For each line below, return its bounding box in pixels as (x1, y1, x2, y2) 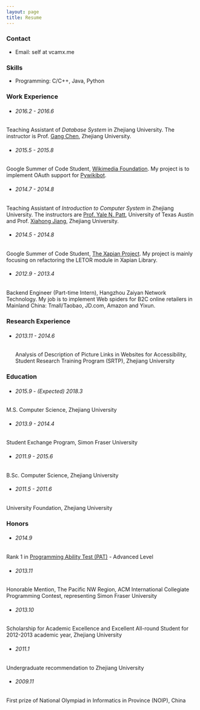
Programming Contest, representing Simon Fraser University (6, 592, 158, 600)
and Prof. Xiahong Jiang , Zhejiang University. (6, 217, 119, 224)
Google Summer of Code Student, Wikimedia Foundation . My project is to (6, 165, 190, 173)
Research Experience (6, 316, 71, 325)
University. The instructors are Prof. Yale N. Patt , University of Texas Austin (6, 210, 194, 218)
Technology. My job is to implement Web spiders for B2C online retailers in (6, 295, 193, 303)
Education (6, 372, 38, 381)
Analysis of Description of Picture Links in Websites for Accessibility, (15, 351, 187, 358)
